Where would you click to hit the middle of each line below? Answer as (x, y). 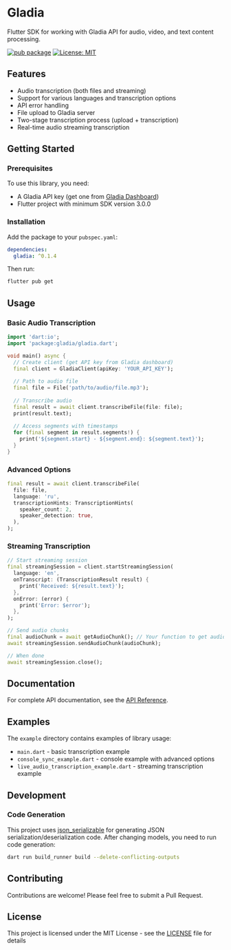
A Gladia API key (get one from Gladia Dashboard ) (88, 197)
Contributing (35, 879)
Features (26, 74)
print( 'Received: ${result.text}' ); (72, 586)
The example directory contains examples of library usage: (89, 739)
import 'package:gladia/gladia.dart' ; (63, 343)
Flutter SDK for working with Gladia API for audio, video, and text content (111, 32)
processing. (24, 39)
